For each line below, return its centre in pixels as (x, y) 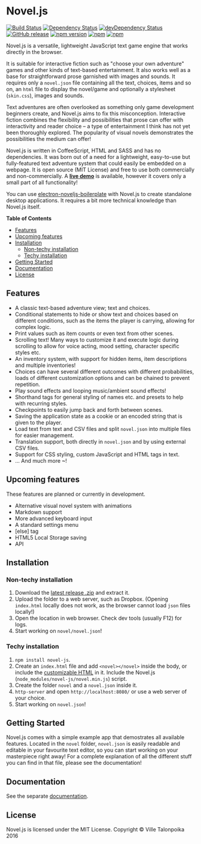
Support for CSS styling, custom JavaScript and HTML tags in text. (97, 454)
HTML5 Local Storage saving (51, 537)
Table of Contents (29, 218)
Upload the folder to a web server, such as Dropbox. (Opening (92, 599)
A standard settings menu (47, 525)
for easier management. (44, 435)
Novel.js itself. (23, 207)
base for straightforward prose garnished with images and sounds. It (91, 76)
